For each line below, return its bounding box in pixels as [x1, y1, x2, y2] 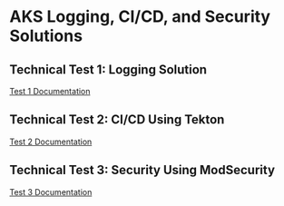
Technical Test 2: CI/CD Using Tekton [9, 112, 225, 128]
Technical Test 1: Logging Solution [9, 62, 207, 77]
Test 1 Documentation [9, 86, 91, 96]
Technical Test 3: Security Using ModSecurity [9, 162, 275, 178]
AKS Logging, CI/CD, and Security [9, 6, 270, 27]
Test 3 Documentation [9, 186, 93, 197]
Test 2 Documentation [9, 136, 93, 147]
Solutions [9, 25, 83, 46]
